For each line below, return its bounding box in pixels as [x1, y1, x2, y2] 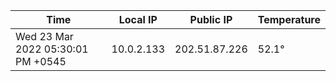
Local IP [118, 13, 158, 26]
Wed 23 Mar [15, 30, 74, 43]
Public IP [189, 13, 233, 26]
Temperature [257, 13, 321, 26]
